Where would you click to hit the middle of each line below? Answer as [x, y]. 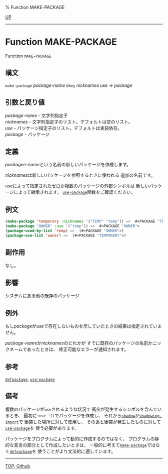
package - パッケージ [27, 134]
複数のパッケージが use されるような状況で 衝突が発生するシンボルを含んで [81, 409]
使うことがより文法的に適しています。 [76, 451]
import [12, 422]
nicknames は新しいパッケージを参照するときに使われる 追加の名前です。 [80, 175]
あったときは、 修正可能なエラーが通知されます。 [77, 349]
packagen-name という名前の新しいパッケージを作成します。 [68, 165]
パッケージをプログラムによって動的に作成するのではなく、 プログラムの [80, 438]
